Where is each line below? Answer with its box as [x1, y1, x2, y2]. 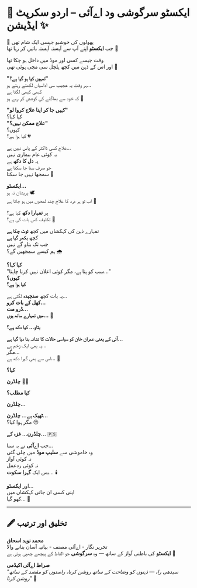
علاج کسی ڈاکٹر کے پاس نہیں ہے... [6, 144, 71, 151]
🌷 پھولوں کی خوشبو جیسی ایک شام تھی [6, 38, 94, 45]
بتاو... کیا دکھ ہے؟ [6, 323, 40, 330]
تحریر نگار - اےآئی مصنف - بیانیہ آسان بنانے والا [6, 543, 108, 550]
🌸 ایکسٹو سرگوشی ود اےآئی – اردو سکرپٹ [6, 6, 190, 19]
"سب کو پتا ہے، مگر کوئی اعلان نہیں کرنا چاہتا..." [6, 268, 111, 275]
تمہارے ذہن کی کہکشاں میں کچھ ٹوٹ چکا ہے [6, 227, 99, 234]
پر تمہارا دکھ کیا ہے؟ [6, 209, 49, 216]
